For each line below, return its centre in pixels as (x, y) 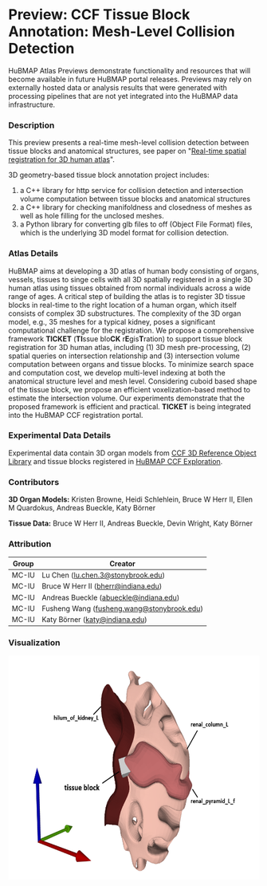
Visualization (34, 642)
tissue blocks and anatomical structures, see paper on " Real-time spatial (128, 151)
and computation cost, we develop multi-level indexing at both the (117, 372)
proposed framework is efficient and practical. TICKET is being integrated (130, 406)
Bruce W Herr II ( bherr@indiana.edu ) (102, 586)
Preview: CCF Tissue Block (99, 15)
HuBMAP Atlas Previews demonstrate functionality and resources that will (130, 70)
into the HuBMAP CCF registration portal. (76, 415)
